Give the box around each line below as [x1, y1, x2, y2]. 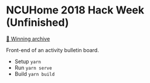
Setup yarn [14, 58, 41, 65]
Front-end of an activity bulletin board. [6, 46, 100, 53]
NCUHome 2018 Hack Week [6, 4, 145, 17]
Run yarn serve [14, 64, 52, 71]
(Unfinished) [6, 16, 69, 29]
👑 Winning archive [6, 35, 50, 42]
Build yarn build [14, 70, 55, 77]
